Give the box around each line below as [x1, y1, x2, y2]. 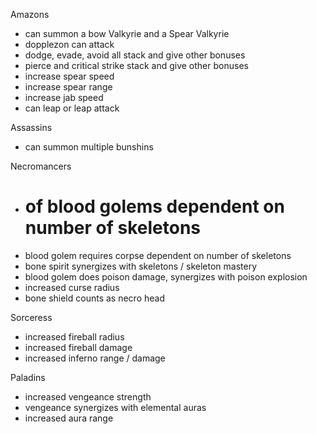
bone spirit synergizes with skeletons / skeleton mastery [24, 260, 258, 272]
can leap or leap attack [24, 102, 120, 114]
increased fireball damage [24, 341, 133, 353]
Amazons [10, 9, 50, 20]
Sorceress [10, 311, 53, 323]
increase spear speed [24, 70, 115, 82]
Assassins [10, 122, 53, 133]
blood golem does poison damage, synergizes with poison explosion [24, 270, 308, 283]
